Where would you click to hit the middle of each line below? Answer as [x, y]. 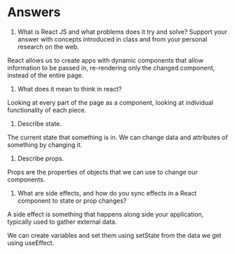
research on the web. [48, 46]
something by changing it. [45, 144]
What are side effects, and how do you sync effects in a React [107, 193]
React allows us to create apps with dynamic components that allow [105, 60]
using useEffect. [31, 243]
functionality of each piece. [47, 110]
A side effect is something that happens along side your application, [106, 214]
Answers [34, 12]
